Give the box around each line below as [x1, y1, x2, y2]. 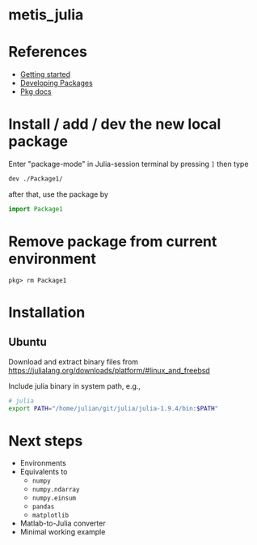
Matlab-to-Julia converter [19, 518, 107, 528]
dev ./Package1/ [8, 175, 63, 183]
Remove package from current [8, 232, 217, 250]
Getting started [19, 70, 71, 79]
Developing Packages [19, 79, 93, 88]
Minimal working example [19, 527, 106, 537]
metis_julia [8, 6, 84, 24]
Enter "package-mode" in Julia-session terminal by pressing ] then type [8, 160, 249, 169]
